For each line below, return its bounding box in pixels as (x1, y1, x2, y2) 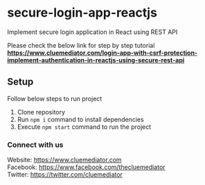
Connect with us (7, 140, 64, 150)
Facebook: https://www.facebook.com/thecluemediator (7, 163, 166, 171)
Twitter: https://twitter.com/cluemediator (7, 170, 123, 179)
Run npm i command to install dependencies (17, 115, 144, 123)
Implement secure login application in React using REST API (7, 28, 178, 36)
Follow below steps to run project (7, 94, 102, 103)
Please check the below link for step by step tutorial (7, 41, 155, 49)
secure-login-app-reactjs (7, 5, 158, 21)
